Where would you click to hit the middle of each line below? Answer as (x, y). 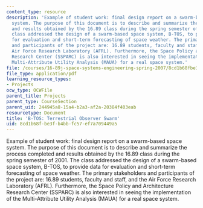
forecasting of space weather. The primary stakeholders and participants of (101, 173)
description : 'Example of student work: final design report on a (92, 17)
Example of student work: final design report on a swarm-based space (94, 141)
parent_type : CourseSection (42, 101)
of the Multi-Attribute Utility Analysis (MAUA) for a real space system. (93, 199)
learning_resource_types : (39, 79)
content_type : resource (36, 12)
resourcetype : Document (36, 113)
